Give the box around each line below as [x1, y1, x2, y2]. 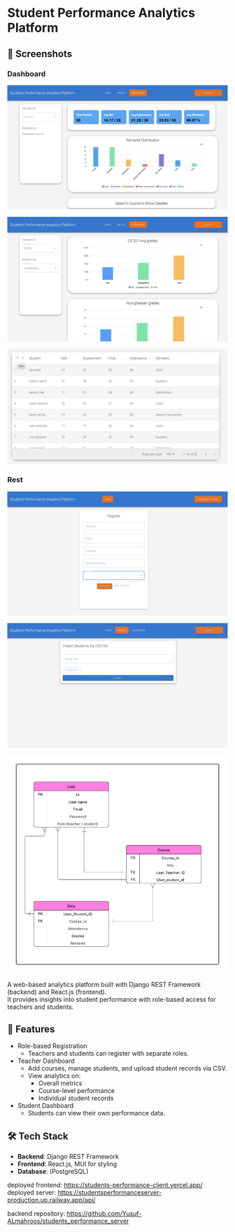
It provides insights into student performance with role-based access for [7, 995, 217, 1004]
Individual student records [38, 1094, 114, 1103]
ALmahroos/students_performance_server [7, 1217, 129, 1226]
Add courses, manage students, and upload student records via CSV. [27, 1064, 227, 1073]
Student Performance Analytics [7, 5, 196, 21]
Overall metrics [38, 1079, 83, 1087]
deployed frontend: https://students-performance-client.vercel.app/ [7, 1181, 203, 1189]
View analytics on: [27, 1072, 81, 1080]
